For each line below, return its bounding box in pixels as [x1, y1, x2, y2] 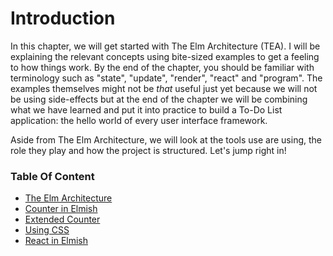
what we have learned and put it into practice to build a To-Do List [10, 103, 283, 116]
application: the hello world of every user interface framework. [10, 114, 268, 126]
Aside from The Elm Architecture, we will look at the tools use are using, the [10, 133, 322, 146]
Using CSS [24, 224, 70, 236]
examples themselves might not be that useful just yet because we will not [10, 82, 318, 94]
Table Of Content [10, 169, 95, 183]
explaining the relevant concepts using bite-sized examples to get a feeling [10, 50, 320, 62]
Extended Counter [24, 213, 101, 226]
